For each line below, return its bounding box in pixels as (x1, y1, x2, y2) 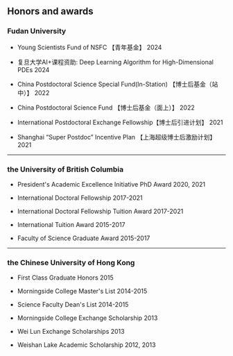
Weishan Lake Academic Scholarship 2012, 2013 (17, 341, 156, 349)
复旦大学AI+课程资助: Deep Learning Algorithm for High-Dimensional (17, 58, 214, 66)
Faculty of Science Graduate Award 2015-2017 (17, 234, 150, 242)
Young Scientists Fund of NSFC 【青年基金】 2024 (17, 43, 162, 51)
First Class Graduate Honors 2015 (17, 273, 114, 282)
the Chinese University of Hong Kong (7, 257, 135, 267)
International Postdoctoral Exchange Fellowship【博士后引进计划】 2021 (17, 118, 223, 126)
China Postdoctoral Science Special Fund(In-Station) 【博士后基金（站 (17, 80, 218, 88)
